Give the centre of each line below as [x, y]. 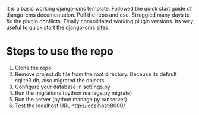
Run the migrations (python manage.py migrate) [73, 93]
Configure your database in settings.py [62, 87]
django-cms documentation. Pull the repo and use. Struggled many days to [98, 15]
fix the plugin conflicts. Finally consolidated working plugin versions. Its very [100, 21]
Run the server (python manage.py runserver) [71, 99]
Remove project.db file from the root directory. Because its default [96, 74]
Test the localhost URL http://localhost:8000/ [70, 106]
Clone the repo [33, 68]
